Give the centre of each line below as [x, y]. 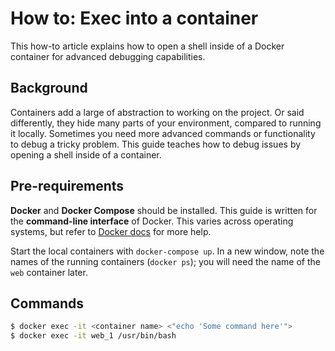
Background [49, 88]
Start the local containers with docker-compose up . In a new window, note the [167, 251]
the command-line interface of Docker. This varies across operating [152, 221]
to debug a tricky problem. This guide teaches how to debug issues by [156, 144]
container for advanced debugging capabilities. [108, 56]
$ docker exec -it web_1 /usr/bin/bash [93, 336]
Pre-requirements [67, 186]
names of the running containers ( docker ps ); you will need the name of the [165, 261]
